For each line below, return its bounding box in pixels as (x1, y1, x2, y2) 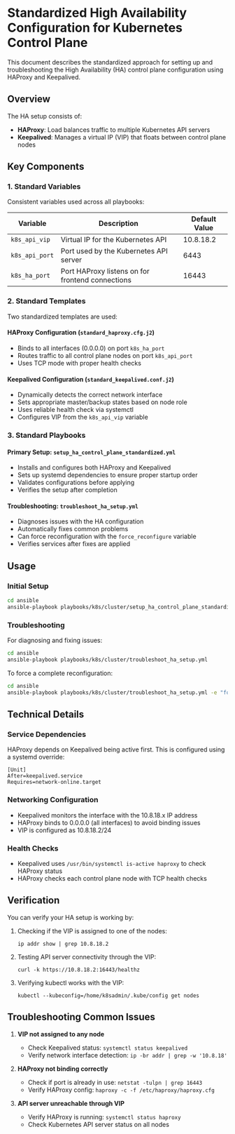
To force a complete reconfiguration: (7, 669, 113, 677)
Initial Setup (7, 581, 49, 591)
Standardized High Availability (7, 5, 187, 21)
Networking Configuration (7, 795, 99, 805)
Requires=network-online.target (7, 779, 101, 786)
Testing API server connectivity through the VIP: (17, 952, 157, 961)
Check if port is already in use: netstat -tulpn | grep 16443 (27, 1078, 203, 1086)
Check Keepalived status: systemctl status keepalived (27, 1043, 188, 1052)
